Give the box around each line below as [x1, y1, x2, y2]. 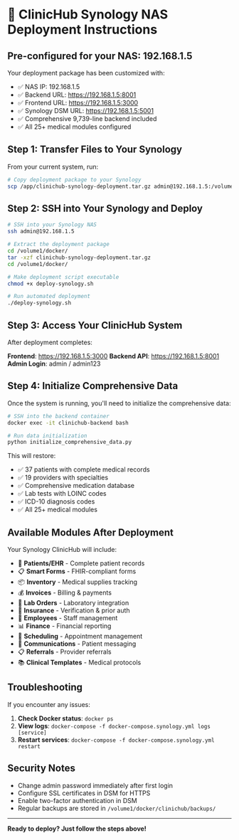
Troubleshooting [7, 681, 83, 693]
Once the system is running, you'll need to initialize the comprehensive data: [7, 398, 231, 408]
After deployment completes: [7, 338, 92, 346]
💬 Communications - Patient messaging [17, 639, 137, 648]
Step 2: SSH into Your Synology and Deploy [7, 202, 203, 214]
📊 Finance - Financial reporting [17, 622, 112, 630]
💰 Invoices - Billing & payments [17, 588, 112, 597]
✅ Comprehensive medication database [17, 482, 135, 490]
